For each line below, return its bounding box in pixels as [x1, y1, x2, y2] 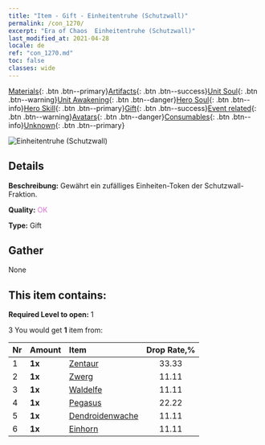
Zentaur [68, 358, 99, 369]
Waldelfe [68, 384, 103, 395]
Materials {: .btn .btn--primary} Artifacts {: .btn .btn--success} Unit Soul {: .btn [8, 86, 259, 96]
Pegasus [68, 398, 102, 409]
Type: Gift [8, 220, 42, 230]
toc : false [8, 57, 45, 65]
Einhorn [68, 423, 99, 435]
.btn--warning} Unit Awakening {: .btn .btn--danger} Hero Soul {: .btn [8, 94, 230, 105]
